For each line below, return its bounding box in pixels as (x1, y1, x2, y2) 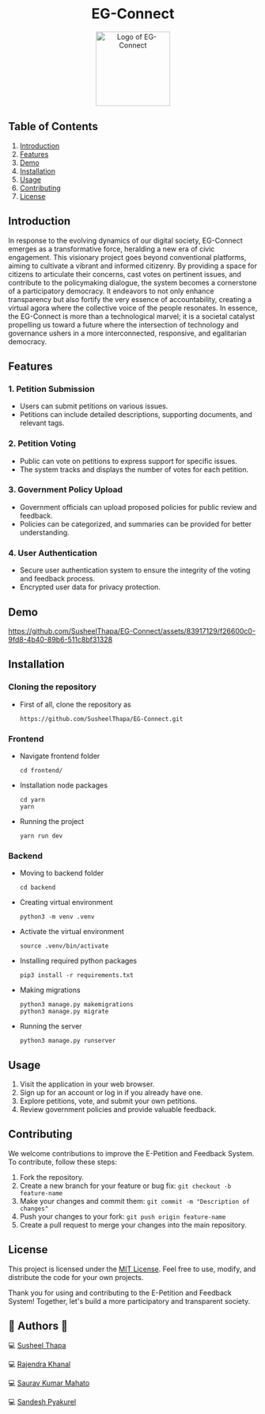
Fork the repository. (19, 1172, 85, 1182)
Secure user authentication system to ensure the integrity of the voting (19, 565, 251, 575)
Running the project (19, 816, 85, 826)
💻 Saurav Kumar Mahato (8, 1378, 90, 1388)
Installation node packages (19, 780, 108, 790)
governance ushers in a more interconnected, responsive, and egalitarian (8, 328, 247, 338)
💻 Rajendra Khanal (8, 1359, 71, 1369)
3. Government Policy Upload (8, 485, 123, 496)
